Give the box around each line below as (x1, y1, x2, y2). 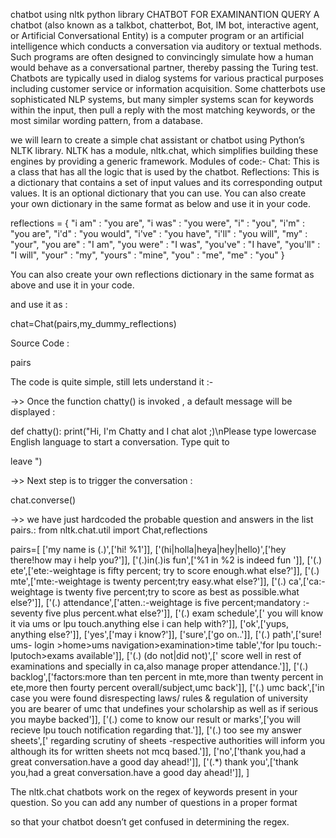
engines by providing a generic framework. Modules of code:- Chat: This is (10, 155, 320, 167)
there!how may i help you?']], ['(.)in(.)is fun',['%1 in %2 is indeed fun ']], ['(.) (10, 554, 323, 566)
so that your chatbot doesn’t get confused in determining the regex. (10, 816, 290, 828)
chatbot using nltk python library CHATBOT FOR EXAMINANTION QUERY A (10, 9, 320, 20)
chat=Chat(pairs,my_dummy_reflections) (10, 318, 177, 329)
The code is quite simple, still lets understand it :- (10, 376, 214, 388)
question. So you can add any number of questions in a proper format (10, 797, 298, 808)
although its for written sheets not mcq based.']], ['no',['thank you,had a (10, 745, 307, 757)
